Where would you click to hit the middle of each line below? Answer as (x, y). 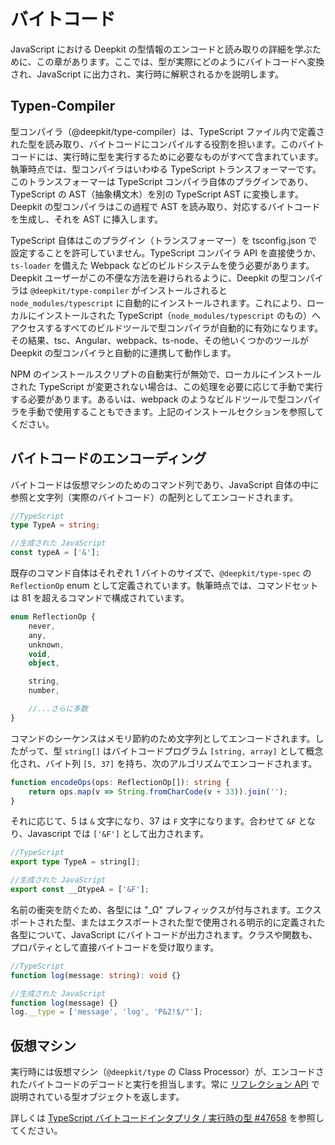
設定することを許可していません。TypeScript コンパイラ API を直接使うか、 (166, 252)
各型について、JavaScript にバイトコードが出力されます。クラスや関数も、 (164, 934)
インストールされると (183, 290)
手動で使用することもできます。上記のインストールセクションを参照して (176, 411)
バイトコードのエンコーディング (108, 458)
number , (44, 691)
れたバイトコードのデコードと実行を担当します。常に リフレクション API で (165, 1084)
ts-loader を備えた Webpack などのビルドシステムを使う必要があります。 (162, 265)
